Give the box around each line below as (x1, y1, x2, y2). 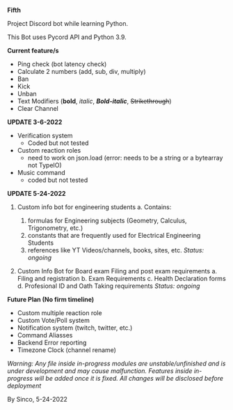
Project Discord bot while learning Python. (7, 20, 129, 27)
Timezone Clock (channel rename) (17, 346, 117, 354)
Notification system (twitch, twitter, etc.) (17, 324, 133, 332)
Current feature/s (7, 47, 59, 54)
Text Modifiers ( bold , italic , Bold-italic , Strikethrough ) (17, 97, 172, 105)
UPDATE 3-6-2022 (7, 118, 63, 126)
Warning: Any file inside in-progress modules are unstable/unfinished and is (7, 359, 226, 367)
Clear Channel (17, 105, 59, 112)
